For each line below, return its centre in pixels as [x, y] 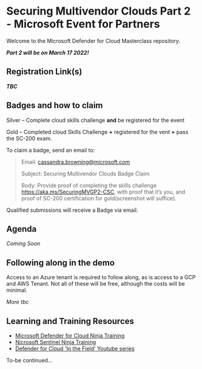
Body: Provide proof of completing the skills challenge [89, 185]
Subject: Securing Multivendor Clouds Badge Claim [85, 174]
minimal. [17, 290]
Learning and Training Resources [70, 321]
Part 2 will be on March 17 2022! [48, 52]
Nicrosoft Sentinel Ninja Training [56, 342]
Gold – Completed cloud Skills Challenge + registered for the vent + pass [97, 132]
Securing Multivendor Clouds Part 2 [99, 11]
